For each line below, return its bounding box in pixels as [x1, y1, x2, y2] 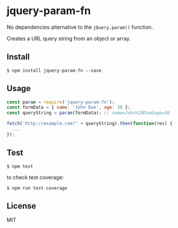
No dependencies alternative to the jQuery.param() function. [6, 24, 153, 31]
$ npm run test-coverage [6, 185, 68, 191]
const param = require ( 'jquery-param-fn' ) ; [6, 99, 115, 105]
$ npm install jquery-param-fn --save [6, 68, 102, 73]
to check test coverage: [6, 173, 64, 180]
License [6, 201, 36, 211]
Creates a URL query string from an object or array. [6, 35, 131, 42]
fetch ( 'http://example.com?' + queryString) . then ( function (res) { [6, 120, 173, 127]
